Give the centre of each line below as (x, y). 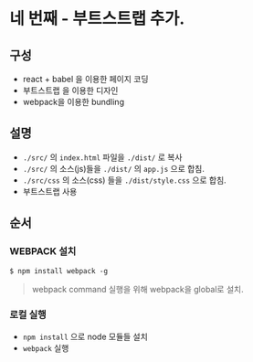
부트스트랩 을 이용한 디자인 (70, 90)
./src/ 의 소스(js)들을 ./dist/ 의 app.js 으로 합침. (114, 168)
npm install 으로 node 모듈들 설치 (85, 336)
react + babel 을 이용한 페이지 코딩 (85, 79)
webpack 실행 (46, 347)
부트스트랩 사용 (50, 191)
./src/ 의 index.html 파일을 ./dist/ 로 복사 (102, 157)
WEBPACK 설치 (43, 251)
